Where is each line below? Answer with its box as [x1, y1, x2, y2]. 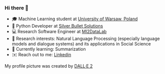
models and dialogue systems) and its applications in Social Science [11, 41, 151, 47]
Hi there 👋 [4, 4, 29, 11]
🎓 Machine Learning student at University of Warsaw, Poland [11, 16, 138, 22]
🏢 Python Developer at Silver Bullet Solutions [11, 23, 103, 29]
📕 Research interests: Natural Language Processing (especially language [11, 36, 160, 41]
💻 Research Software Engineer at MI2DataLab [11, 29, 107, 35]
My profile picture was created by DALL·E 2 [4, 63, 93, 69]
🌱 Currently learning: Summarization [11, 46, 86, 52]
